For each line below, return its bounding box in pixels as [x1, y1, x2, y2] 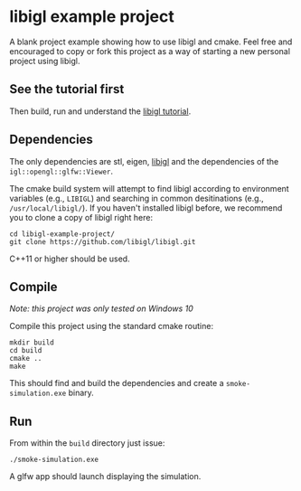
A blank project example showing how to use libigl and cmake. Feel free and [9, 36, 293, 47]
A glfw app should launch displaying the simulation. [9, 471, 202, 482]
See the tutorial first [9, 81, 125, 97]
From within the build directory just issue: [9, 438, 165, 449]
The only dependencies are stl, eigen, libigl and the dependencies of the [9, 156, 279, 166]
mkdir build [9, 338, 54, 347]
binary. [68, 387, 95, 399]
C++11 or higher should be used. [9, 253, 130, 264]
